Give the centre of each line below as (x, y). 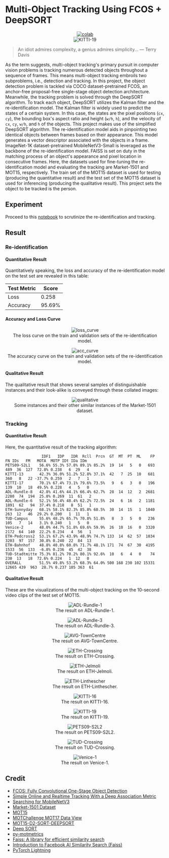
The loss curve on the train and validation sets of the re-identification (85, 335)
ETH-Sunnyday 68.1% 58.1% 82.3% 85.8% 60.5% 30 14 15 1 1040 (80, 509)
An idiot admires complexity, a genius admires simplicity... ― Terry (87, 49)
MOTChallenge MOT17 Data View (47, 817)
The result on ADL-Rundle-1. (85, 610)
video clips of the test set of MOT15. (43, 595)
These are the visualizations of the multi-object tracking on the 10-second (82, 590)
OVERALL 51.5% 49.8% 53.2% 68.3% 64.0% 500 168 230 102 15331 (80, 563)
